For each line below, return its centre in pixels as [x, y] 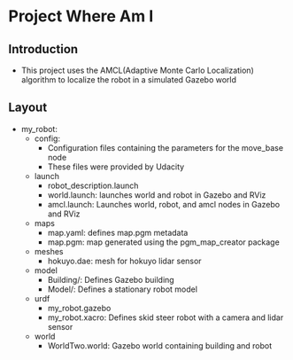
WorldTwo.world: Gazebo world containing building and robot [160, 345]
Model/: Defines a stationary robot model [123, 289]
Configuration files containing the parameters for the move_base [166, 147]
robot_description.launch [93, 185]
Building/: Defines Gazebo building [111, 279]
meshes [49, 251]
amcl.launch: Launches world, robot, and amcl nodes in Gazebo [164, 204]
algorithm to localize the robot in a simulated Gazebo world [128, 80]
